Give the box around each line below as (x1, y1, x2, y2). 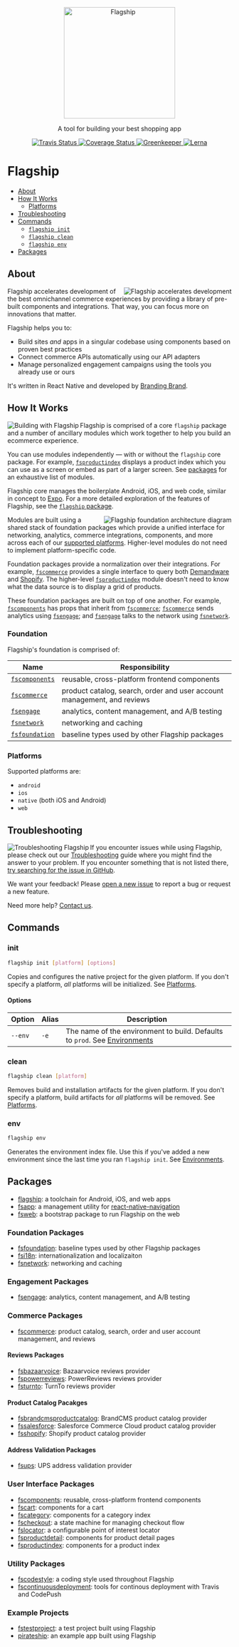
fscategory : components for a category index (17, 1510, 151, 1519)
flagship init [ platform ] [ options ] (7, 959, 116, 966)
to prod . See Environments (65, 1035, 154, 1045)
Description (127, 1014, 167, 1024)
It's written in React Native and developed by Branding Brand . (7, 381, 188, 390)
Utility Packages (7, 1559, 65, 1569)
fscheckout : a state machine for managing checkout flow (17, 1518, 185, 1527)
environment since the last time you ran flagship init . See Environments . (7, 1155, 225, 1164)
